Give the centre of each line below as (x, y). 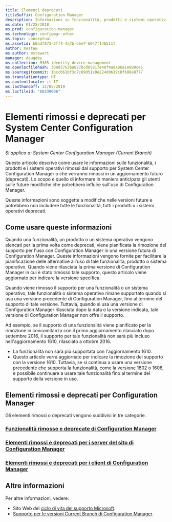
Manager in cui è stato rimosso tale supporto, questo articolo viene (76, 273)
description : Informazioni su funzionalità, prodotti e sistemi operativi (87, 20)
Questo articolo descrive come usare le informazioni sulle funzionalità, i (81, 163)
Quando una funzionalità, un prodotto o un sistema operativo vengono (79, 240)
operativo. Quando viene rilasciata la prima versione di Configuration (78, 267)
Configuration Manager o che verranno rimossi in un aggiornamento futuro (84, 174)
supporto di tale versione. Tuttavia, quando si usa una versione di (74, 304)
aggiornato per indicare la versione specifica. (53, 278)
